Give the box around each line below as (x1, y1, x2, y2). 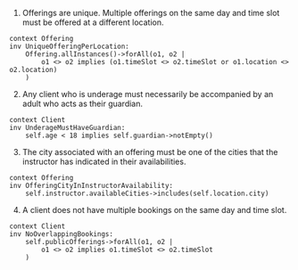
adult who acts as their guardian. (21, 98, 144, 109)
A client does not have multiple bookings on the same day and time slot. (21, 205, 287, 215)
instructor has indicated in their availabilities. (21, 156, 186, 167)
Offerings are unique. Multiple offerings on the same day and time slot (21, 8, 280, 18)
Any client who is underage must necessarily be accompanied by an (21, 89, 274, 99)
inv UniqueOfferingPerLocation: (9, 42, 129, 51)
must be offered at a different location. (21, 17, 164, 28)
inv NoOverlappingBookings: (9, 230, 114, 239)
